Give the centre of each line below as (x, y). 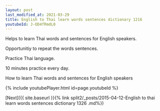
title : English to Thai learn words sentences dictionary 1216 (74, 19)
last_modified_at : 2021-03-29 (37, 15)
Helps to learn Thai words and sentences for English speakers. (71, 39)
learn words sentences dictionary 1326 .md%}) (55, 103)
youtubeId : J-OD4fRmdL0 (31, 24)
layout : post (19, 10)
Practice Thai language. (30, 59)
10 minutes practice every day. (37, 68)
